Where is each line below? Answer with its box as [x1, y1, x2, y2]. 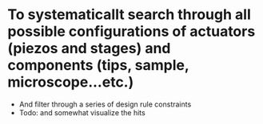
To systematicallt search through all [7, 6, 251, 24]
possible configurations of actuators [7, 22, 256, 41]
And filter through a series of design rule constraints [18, 99, 192, 109]
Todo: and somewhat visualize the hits [18, 107, 145, 117]
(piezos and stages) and [7, 40, 171, 57]
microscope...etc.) [7, 73, 134, 91]
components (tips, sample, [7, 56, 189, 75]
